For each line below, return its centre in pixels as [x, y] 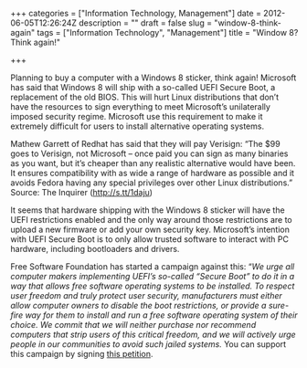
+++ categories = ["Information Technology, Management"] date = [136, 13]
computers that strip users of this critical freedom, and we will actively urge [153, 334]
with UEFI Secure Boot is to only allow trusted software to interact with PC [149, 239]
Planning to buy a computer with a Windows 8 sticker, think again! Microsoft [153, 78]
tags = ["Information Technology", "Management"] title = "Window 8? [168, 32]
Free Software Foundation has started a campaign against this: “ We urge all [153, 267]
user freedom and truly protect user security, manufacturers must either [146, 295]
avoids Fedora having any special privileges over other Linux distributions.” [152, 183]
